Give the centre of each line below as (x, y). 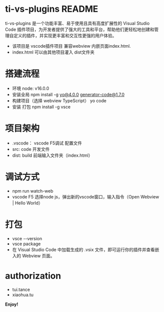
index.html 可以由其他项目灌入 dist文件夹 (53, 52)
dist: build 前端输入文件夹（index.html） (52, 155)
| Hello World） (27, 203)
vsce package (26, 244)
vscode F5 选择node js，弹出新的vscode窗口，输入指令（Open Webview (85, 197)
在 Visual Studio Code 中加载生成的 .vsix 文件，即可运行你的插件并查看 (83, 250)
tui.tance (21, 289)
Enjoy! (12, 304)
